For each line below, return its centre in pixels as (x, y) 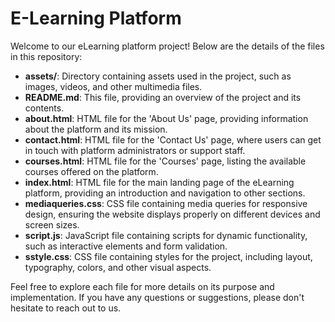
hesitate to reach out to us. (66, 308)
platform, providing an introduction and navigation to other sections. (165, 193)
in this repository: (46, 56)
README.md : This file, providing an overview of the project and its (163, 97)
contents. (44, 108)
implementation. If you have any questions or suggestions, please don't (157, 297)
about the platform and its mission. (96, 129)
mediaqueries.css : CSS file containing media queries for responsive (166, 203)
